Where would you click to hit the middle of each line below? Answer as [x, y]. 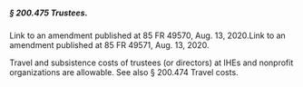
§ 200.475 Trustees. [49, 13]
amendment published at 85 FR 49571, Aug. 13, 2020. [109, 44]
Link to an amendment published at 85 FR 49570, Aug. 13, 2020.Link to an [147, 35]
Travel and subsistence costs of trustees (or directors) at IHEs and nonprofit [151, 63]
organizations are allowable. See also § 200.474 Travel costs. [124, 72]
